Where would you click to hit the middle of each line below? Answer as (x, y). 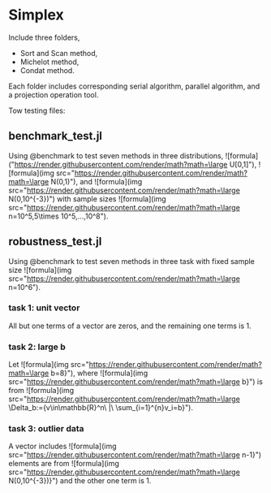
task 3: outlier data (46, 429)
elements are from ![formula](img (64, 464)
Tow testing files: (37, 110)
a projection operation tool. (54, 94)
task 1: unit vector (44, 308)
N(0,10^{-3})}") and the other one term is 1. (80, 481)
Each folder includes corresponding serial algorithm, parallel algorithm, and (134, 86)
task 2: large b (37, 347)
